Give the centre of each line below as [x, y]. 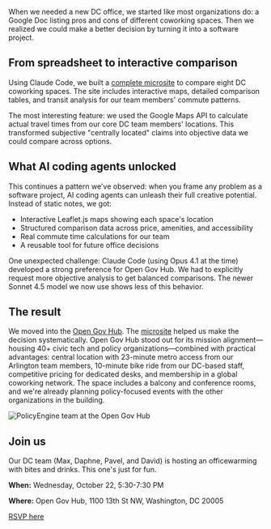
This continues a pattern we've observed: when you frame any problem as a [135, 186]
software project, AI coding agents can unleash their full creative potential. [133, 194]
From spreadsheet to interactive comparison [123, 63]
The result [35, 312]
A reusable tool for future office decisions [89, 245]
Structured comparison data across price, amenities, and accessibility [136, 228]
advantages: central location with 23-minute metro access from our [121, 357]
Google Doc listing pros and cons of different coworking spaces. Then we [131, 20]
